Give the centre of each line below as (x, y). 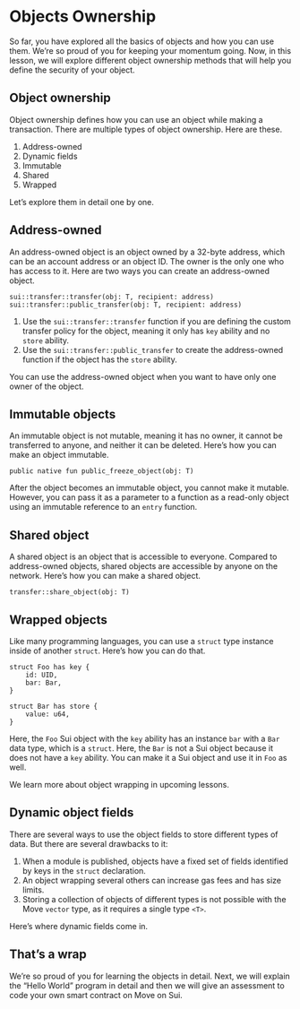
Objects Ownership (83, 17)
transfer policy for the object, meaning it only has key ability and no (146, 331)
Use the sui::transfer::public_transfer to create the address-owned (153, 349)
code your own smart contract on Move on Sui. (96, 995)
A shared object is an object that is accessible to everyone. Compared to (143, 556)
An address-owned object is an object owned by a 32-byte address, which (147, 252)
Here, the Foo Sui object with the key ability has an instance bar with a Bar (145, 738)
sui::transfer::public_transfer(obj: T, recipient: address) (126, 305)
